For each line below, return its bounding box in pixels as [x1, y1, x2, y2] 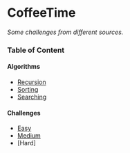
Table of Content [7, 45, 65, 55]
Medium [17, 131, 41, 140]
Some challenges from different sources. [7, 28, 124, 36]
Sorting [17, 86, 39, 94]
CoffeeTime [7, 5, 76, 21]
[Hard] [17, 139, 36, 147]
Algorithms [7, 63, 40, 71]
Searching [17, 92, 47, 102]
